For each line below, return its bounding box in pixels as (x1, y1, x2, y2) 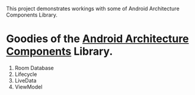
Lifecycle (14, 71, 37, 78)
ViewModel (14, 83, 43, 90)
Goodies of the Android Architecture (6, 32, 189, 46)
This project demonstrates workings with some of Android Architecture (6, 5, 180, 12)
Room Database (14, 64, 55, 71)
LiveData (14, 77, 37, 84)
